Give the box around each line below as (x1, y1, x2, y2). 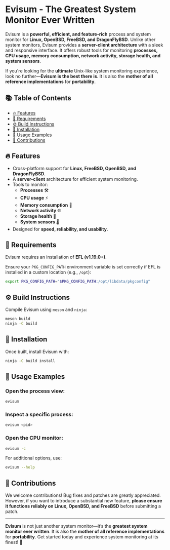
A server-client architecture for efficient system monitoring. (12, 176, 138, 182)
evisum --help (5, 465, 35, 470)
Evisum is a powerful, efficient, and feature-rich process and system (5, 31, 151, 37)
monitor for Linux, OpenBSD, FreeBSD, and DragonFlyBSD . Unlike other (5, 36, 156, 43)
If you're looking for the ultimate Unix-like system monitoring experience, (5, 67, 158, 74)
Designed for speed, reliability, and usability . (12, 226, 108, 232)
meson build (5, 317, 30, 322)
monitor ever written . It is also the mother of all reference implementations (5, 528, 165, 535)
